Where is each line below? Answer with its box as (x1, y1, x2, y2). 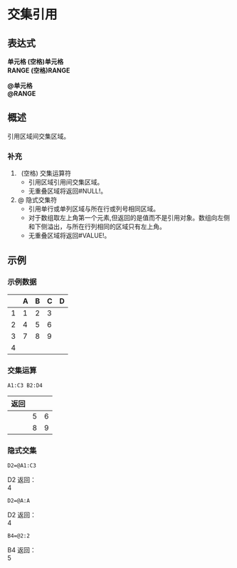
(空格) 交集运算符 (21, 169, 72, 178)
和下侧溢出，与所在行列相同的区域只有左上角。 (28, 222, 166, 231)
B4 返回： (7, 546, 37, 554)
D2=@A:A (7, 498, 31, 505)
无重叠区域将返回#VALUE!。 (28, 231, 111, 240)
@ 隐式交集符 (17, 196, 58, 204)
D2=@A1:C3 (7, 462, 37, 470)
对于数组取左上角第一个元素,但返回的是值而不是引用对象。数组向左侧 (28, 214, 230, 222)
